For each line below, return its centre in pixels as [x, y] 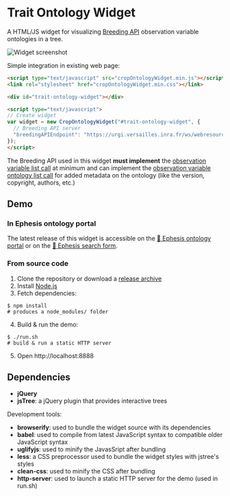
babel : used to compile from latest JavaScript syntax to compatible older [120, 435]
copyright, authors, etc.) [41, 182]
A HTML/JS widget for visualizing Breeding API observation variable [103, 32]
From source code [38, 263]
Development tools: [35, 414]
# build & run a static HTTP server [59, 343]
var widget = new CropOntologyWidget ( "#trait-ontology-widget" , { [104, 122]
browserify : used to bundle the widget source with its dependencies [114, 427]
